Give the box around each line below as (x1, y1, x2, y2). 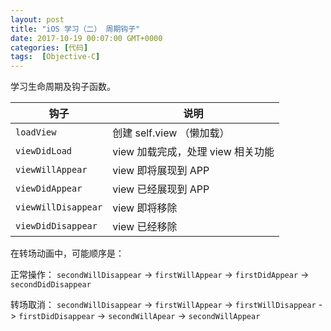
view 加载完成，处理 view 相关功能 (112, 145, 275, 159)
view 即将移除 (112, 201, 178, 215)
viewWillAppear (15, 164, 88, 176)
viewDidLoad (15, 146, 73, 157)
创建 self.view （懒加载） (112, 126, 230, 140)
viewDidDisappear (15, 221, 98, 232)
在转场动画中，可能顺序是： (10, 247, 125, 260)
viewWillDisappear (15, 202, 103, 213)
